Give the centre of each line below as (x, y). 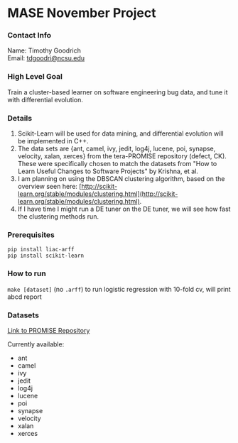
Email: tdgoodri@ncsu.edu (46, 58)
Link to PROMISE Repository (49, 330)
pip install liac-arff (41, 250)
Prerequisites (31, 235)
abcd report (25, 297)
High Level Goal (35, 77)
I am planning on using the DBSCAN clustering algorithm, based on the (121, 179)
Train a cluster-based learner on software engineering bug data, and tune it (118, 92)
